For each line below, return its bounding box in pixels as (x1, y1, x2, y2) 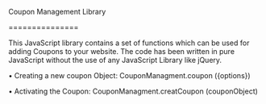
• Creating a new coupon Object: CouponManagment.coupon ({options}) (8, 71, 251, 80)
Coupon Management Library (8, 7, 106, 16)
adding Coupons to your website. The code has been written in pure (8, 47, 235, 56)
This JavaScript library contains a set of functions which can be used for (8, 38, 250, 48)
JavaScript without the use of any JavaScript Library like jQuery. (8, 56, 222, 64)
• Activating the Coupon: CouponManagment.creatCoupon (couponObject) (8, 86, 258, 96)
